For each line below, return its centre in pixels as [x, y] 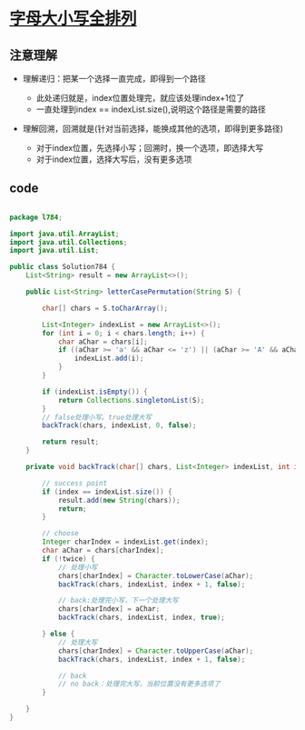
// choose [60, 534]
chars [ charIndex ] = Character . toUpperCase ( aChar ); [156, 651]
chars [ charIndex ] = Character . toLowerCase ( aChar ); [156, 575]
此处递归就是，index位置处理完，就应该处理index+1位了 [140, 98]
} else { [59, 634]
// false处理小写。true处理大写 [97, 417]
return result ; [71, 442]
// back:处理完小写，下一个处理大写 [118, 601]
